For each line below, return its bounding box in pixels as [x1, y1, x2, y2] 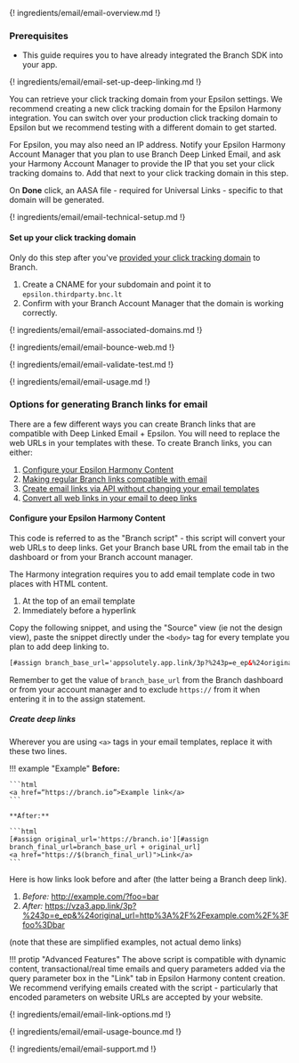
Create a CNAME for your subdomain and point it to [21, 279, 212, 289]
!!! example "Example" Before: [9, 763, 120, 774]
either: [9, 447, 33, 458]
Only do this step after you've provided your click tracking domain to [9, 252, 261, 263]
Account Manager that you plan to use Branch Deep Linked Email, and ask [9, 149, 281, 159]
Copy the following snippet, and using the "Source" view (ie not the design [9, 622, 283, 633]
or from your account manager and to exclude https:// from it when [9, 684, 261, 694]
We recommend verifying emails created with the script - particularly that [9, 982, 279, 993]
